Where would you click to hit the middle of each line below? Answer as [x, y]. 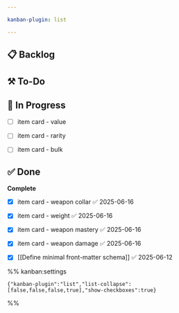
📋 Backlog [31, 55]
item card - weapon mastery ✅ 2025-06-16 [79, 230]
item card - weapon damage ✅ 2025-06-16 [79, 244]
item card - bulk [40, 150]
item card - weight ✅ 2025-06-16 [65, 216]
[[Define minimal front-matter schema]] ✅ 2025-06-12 [95, 258]
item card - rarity [41, 136]
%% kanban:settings [37, 271]
